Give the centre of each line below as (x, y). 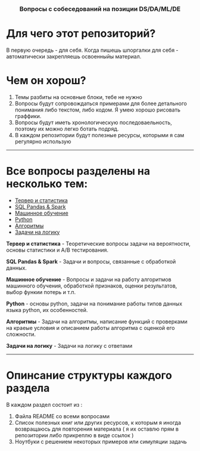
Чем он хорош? (46, 81)
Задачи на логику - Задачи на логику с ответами (69, 345)
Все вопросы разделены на (78, 171)
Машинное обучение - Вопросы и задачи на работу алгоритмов (89, 279)
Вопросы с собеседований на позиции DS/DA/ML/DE (100, 9)
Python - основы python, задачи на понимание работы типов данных (94, 304)
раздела (28, 388)
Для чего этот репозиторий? (81, 34)
